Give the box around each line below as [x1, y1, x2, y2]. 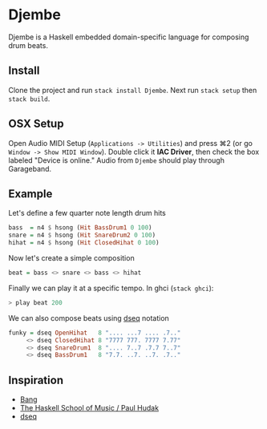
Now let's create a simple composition [8, 253, 135, 262]
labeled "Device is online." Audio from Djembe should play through [8, 155, 225, 165]
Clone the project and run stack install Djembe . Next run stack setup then [8, 85, 257, 95]
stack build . [8, 94, 51, 103]
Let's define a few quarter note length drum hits [8, 208, 166, 218]
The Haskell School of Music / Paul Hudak [19, 403, 159, 413]
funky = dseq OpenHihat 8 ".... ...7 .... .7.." [8, 329, 181, 337]
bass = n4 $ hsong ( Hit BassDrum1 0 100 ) [8, 224, 152, 232]
